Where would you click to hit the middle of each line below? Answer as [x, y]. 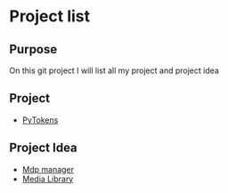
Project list [50, 16]
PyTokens [40, 120]
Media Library [48, 179]
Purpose [33, 49]
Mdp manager [48, 169]
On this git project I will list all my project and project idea [114, 70]
